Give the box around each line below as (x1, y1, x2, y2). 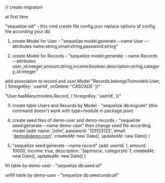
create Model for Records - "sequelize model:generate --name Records (12, 53, 158, 59)
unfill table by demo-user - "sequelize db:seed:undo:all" (5, 172, 119, 178)
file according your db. (5, 29, 51, 34)
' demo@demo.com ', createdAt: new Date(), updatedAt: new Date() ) (12, 133, 150, 139)
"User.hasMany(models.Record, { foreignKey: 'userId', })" (5, 93, 122, 99)
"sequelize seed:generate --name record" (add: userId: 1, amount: (12, 143, 147, 148)
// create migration (5, 4, 43, 10)
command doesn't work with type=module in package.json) (12, 108, 133, 113)
